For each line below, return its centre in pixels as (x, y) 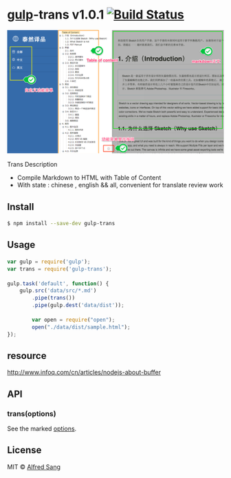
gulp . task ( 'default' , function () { (58, 283)
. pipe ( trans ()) (54, 298)
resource (27, 356)
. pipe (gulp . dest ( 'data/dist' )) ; (78, 305)
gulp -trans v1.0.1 (56, 15)
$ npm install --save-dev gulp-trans (61, 224)
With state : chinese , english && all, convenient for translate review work (120, 185)
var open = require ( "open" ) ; (74, 320)
